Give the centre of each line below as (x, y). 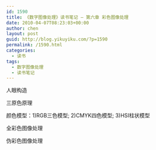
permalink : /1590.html (34, 45)
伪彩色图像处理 (24, 141)
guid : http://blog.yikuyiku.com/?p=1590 (57, 39)
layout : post (22, 34)
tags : (13, 61)
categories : (21, 51)
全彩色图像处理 (24, 128)
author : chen (22, 28)
